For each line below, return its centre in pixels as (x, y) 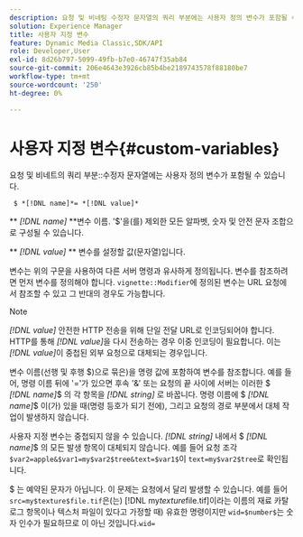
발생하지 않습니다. (57, 417)
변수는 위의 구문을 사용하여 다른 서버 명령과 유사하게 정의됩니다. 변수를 (133, 271)
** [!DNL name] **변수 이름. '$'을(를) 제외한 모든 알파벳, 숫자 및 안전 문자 (140, 221)
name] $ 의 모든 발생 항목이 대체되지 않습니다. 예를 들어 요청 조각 (123, 448)
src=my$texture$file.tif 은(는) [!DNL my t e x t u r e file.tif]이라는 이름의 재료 (141, 501)
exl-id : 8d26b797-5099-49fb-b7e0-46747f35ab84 (98, 60)
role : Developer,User (50, 51)
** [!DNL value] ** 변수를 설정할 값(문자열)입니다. (97, 252)
